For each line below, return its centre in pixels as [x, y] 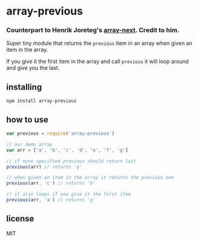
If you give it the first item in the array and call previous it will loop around [97, 61]
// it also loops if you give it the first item [69, 194]
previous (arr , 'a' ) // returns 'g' [51, 200]
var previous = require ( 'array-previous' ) [60, 134]
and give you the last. [33, 68]
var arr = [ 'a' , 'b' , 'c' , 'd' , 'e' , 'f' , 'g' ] [67, 150]
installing [24, 87]
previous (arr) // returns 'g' [44, 167]
